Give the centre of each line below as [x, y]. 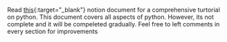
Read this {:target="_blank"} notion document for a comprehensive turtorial [113, 10]
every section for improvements [53, 31]
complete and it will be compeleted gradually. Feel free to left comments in [113, 24]
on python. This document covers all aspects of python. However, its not [111, 17]
